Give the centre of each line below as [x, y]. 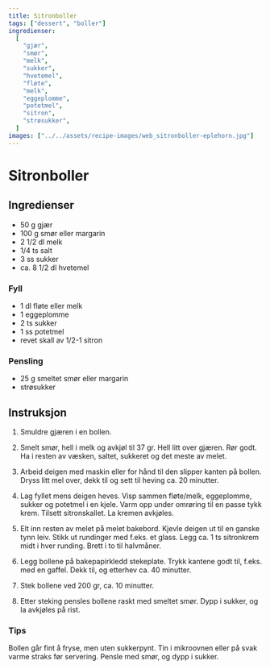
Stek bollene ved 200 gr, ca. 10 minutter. [87, 586]
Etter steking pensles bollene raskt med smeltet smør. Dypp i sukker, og [139, 601]
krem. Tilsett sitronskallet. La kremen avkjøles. [97, 513]
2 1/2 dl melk [41, 242]
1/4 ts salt [36, 250]
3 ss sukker [39, 259]
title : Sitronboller [43, 16]
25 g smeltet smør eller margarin [74, 379]
